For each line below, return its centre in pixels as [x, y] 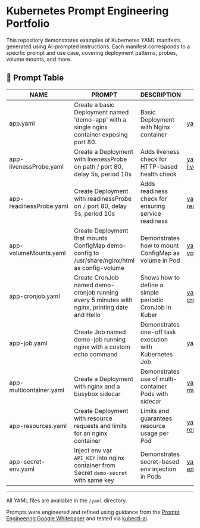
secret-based [160, 461]
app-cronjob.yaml [35, 296]
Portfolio [28, 24]
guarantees [156, 418]
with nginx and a [97, 386]
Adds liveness [160, 151]
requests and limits [100, 425]
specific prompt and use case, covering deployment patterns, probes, [92, 52]
